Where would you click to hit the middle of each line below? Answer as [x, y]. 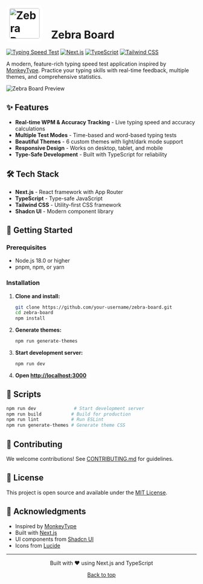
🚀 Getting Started [40, 230]
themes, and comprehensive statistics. [54, 76]
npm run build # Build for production [69, 414]
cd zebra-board [34, 313]
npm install [30, 318]
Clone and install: [37, 296]
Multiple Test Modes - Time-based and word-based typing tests [96, 135]
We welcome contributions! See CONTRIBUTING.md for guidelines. [90, 459]
